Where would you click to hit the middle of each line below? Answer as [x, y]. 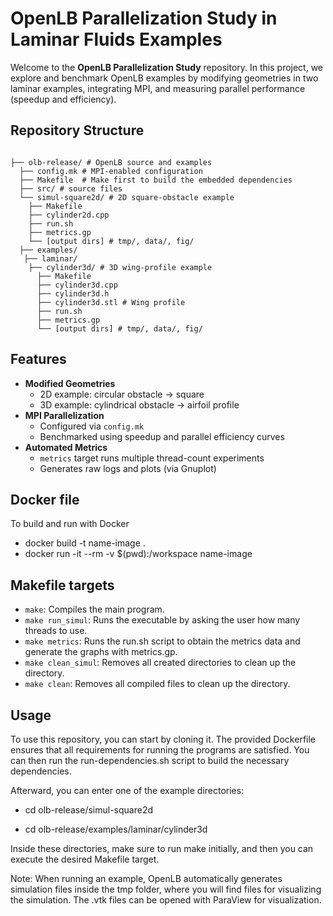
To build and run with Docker [70, 524]
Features [38, 359]
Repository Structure [77, 130]
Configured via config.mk [92, 426]
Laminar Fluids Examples [116, 39]
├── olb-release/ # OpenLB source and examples [111, 162]
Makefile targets [62, 585]
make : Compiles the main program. [94, 609]
